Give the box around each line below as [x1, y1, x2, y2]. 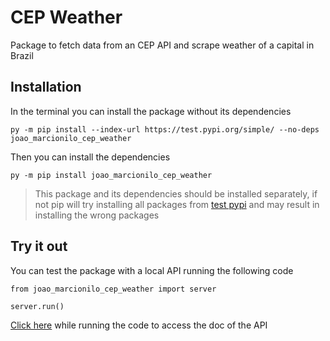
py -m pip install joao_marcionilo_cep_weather [10, 170, 213, 180]
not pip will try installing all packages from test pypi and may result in [34, 198, 320, 210]
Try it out [10, 238, 68, 255]
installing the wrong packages [34, 209, 160, 221]
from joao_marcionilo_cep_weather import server [10, 284, 217, 294]
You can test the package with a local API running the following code [10, 264, 294, 276]
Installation [10, 79, 82, 96]
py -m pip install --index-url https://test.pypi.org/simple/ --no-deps [10, 124, 320, 135]
